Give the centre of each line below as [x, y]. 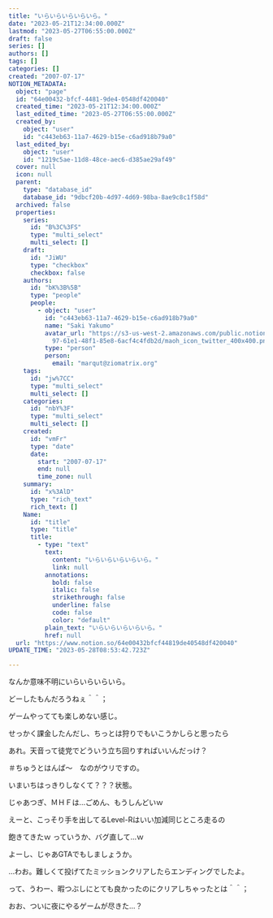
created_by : [36, 122]
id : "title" [50, 522]
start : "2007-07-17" [72, 461]
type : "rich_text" [61, 499]
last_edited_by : [43, 144]
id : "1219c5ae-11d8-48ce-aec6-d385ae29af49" [100, 159]
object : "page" [41, 91]
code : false [72, 613]
